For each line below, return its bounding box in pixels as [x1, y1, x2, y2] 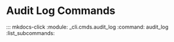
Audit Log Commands [6, 4, 116, 17]
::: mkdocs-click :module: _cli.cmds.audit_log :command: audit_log [6, 23, 169, 30]
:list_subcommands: [6, 29, 55, 36]
